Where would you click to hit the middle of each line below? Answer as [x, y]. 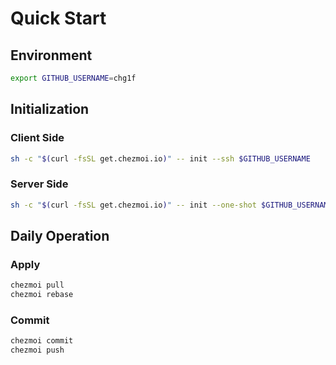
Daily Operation [60, 236]
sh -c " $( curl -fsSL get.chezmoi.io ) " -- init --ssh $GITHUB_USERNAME [160, 158]
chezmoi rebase [42, 295]
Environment [51, 55]
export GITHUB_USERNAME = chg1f [73, 78]
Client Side [37, 138]
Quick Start [58, 18]
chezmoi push [37, 350]
